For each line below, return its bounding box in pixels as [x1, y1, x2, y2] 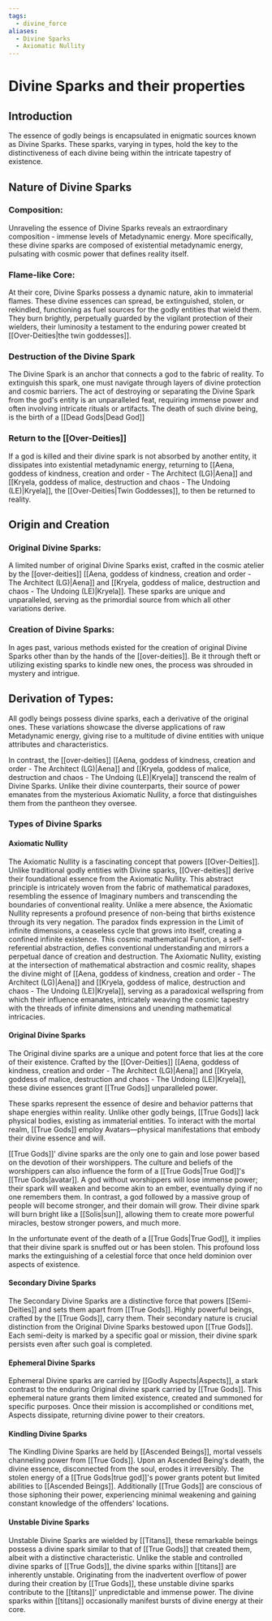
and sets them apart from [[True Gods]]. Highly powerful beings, [38, 1304, 254, 1315]
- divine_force [15, 19, 67, 28]
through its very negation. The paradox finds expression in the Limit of [8, 916, 244, 926]
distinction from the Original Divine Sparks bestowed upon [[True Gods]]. [8, 1322, 253, 1332]
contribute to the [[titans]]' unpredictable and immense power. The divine [8, 1587, 254, 1597]
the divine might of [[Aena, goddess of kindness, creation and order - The [8, 968, 256, 978]
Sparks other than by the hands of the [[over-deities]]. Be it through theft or [8, 651, 261, 661]
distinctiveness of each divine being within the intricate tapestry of [8, 148, 231, 158]
